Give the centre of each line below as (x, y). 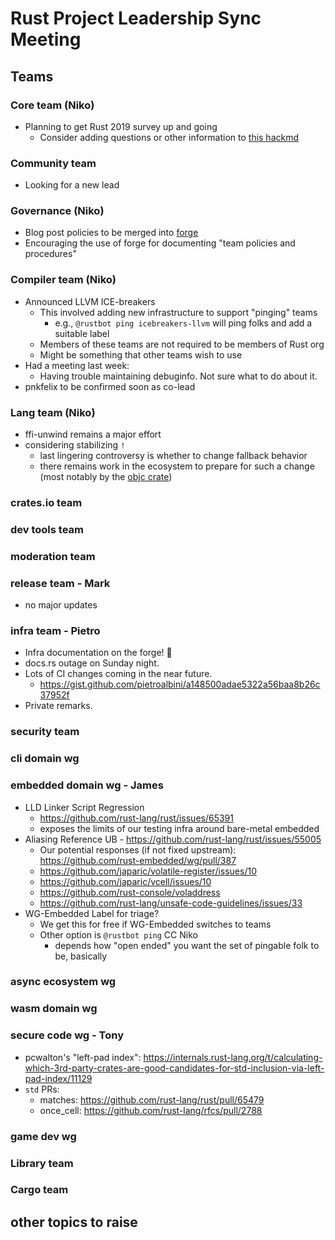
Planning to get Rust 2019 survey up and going (121, 126)
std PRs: (42, 1089)
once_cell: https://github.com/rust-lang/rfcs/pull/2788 (151, 1110)
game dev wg (43, 1136)
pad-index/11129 (58, 1078)
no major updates (61, 605)
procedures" (50, 254)
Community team (53, 163)
